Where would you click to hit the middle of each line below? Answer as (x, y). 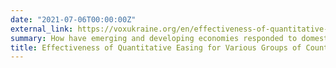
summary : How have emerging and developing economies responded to (154, 38)
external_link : (42, 29)
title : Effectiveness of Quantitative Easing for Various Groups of (156, 47)
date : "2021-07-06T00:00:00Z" (73, 19)
